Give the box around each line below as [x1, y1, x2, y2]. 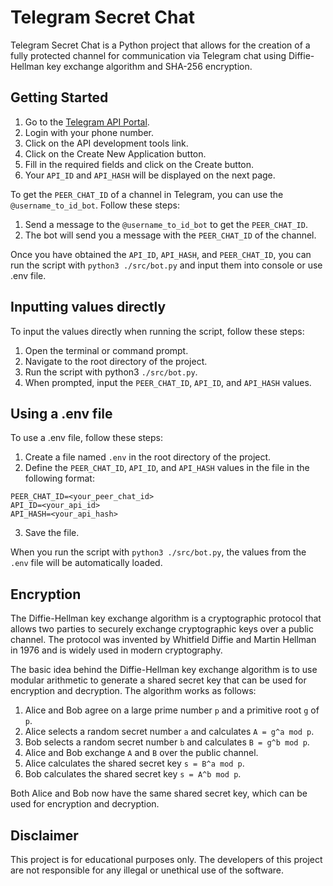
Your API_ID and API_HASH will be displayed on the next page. [24, 169, 276, 181]
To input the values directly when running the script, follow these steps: [10, 325, 305, 337]
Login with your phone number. [24, 126, 155, 138]
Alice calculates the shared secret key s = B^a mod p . [24, 757, 245, 770]
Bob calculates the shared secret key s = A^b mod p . [24, 768, 242, 780]
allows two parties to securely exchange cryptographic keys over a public [10, 623, 314, 635]
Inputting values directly [10, 299, 167, 316]
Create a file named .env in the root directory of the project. [24, 451, 272, 463]
